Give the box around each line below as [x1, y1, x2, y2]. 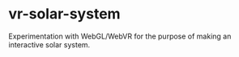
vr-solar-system [8, 5, 121, 23]
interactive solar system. [8, 39, 91, 49]
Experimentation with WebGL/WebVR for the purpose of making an [8, 31, 232, 41]
